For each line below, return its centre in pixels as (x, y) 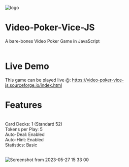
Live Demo (27, 66)
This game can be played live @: (38, 80)
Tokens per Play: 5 (24, 129)
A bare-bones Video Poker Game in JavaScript (52, 41)
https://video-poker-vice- (98, 80)
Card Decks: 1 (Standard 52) (34, 124)
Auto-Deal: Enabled (25, 134)
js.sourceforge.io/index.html (34, 85)
